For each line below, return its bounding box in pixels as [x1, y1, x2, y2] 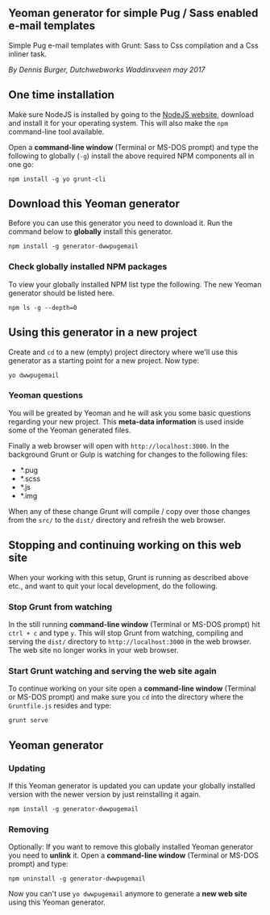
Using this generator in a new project [8, 326, 197, 340]
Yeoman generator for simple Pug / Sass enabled [8, 6, 259, 20]
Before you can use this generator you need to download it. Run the [8, 218, 234, 228]
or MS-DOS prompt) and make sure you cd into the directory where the [8, 692, 244, 702]
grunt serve [8, 717, 48, 725]
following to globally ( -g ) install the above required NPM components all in [8, 151, 255, 161]
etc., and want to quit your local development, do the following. [8, 581, 218, 591]
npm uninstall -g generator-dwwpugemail [8, 875, 147, 883]
